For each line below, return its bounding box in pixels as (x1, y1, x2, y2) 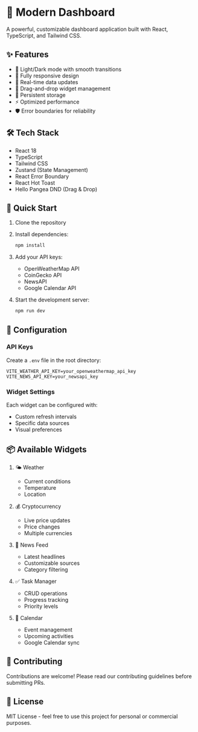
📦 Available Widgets (6, 444, 87, 455)
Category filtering (24, 565, 68, 573)
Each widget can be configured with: (6, 401, 98, 409)
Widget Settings (6, 387, 56, 396)
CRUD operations (24, 590, 68, 597)
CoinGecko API (24, 272, 62, 279)
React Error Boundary (14, 173, 69, 180)
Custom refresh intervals (14, 413, 77, 420)
